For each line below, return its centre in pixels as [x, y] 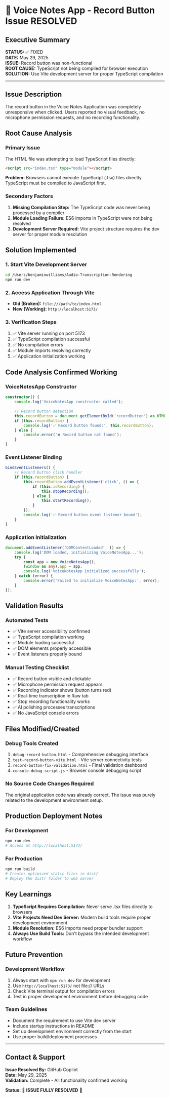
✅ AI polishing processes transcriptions [54, 707]
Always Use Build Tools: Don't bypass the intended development [81, 933]
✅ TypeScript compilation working [48, 637]
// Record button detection [44, 411]
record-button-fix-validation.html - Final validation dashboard [80, 765]
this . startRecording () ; [67, 501]
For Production [24, 859]
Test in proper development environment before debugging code [80, 996]
